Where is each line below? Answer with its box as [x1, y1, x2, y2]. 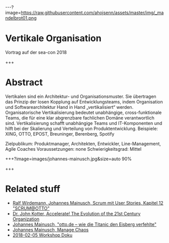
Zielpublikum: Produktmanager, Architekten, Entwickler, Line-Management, [5, 141, 161, 147]
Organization [12, 216, 39, 222]
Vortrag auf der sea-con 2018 [5, 49, 67, 55]
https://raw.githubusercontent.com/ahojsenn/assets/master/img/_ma [21, 10, 164, 16]
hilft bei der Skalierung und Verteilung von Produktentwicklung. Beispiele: [5, 126, 158, 132]
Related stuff [5, 184, 61, 195]
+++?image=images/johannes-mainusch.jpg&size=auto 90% [5, 156, 132, 162]
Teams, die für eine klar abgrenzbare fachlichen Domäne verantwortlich [5, 114, 155, 120]
